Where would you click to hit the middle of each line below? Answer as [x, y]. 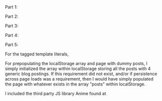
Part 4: [12, 35]
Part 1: [11, 7]
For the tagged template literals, [37, 54]
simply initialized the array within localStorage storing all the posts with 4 [78, 68]
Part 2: [12, 16]
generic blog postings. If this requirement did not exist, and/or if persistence [81, 74]
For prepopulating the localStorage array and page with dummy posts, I [76, 63]
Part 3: [12, 26]
